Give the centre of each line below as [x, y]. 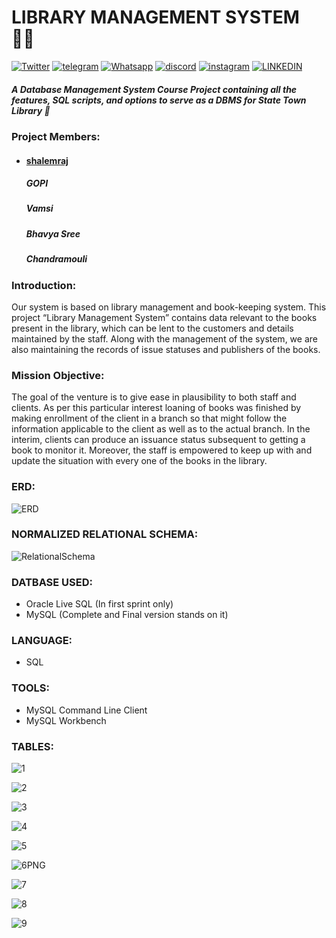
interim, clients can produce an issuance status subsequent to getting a [158, 440]
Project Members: [56, 136]
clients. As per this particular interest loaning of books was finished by [156, 408]
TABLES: [32, 746]
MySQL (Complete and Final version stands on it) [127, 615]
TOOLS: [31, 688]
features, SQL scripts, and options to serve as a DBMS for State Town [159, 100]
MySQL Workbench [66, 720]
